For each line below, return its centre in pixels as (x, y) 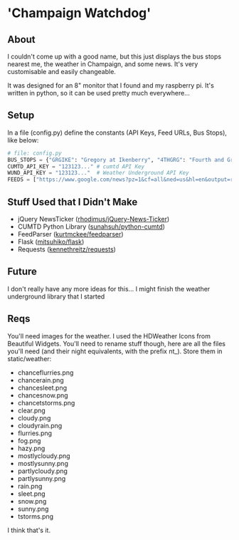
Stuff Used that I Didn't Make (73, 202)
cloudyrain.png (40, 425)
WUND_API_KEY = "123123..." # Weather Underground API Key (99, 173)
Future (22, 272)
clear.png (32, 410)
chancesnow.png (43, 395)
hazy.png (31, 448)
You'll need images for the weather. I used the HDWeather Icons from (109, 336)
